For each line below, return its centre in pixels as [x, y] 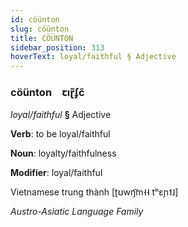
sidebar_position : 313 [57, 47]
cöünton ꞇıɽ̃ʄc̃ [47, 93]
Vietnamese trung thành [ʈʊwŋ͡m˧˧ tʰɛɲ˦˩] [94, 192]
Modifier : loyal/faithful [56, 173]
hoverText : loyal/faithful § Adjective [93, 57]
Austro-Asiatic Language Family [77, 212]
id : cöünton [35, 19]
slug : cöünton [40, 29]
